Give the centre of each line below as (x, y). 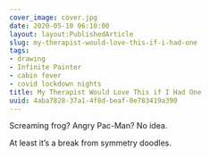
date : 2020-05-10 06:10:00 (59, 26)
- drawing (28, 59)
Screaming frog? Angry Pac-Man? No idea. (88, 126)
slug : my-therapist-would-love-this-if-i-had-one (104, 42)
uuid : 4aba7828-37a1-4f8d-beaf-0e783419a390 (93, 100)
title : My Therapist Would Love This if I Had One (105, 92)
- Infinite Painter (46, 68)
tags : (19, 51)
